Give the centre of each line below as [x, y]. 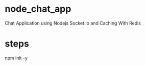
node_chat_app [38, 9]
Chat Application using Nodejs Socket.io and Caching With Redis [73, 23]
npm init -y [16, 58]
